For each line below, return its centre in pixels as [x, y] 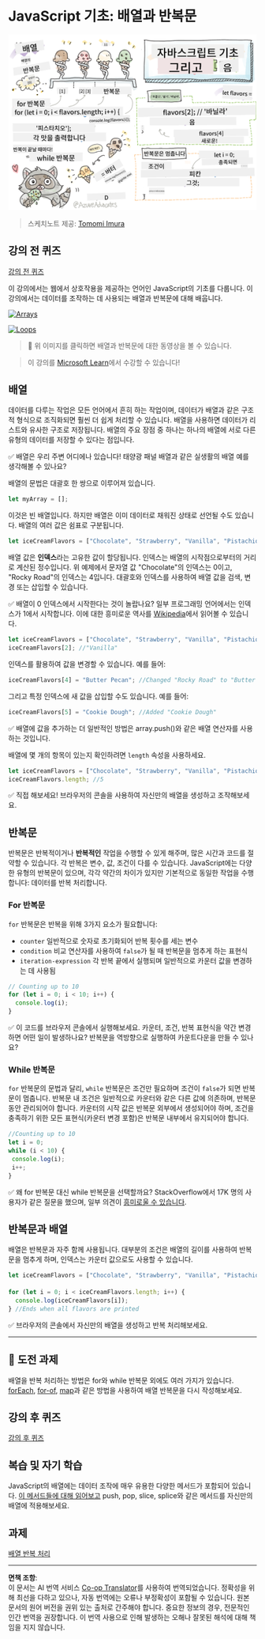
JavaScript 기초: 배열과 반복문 [103, 16]
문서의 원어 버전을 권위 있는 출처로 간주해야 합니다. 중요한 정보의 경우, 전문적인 [129, 1607]
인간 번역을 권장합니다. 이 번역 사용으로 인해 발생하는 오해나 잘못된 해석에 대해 [128, 1618]
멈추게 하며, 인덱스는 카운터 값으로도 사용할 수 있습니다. [108, 1259]
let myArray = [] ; [38, 499]
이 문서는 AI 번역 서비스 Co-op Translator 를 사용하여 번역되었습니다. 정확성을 [127, 1588]
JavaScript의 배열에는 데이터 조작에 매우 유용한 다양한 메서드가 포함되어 [119, 1486]
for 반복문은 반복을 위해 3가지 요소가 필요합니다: [83, 924]
